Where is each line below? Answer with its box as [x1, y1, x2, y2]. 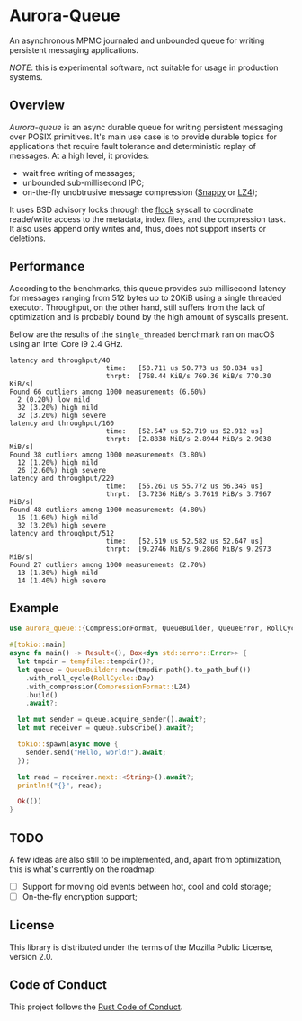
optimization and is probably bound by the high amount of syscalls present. [9, 311, 289, 322]
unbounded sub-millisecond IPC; [22, 177, 145, 188]
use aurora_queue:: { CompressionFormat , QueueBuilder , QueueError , [9, 624, 263, 634]
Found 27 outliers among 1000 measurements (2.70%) [9, 560, 207, 569]
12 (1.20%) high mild [17, 457, 99, 467]
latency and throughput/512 [9, 528, 115, 537]
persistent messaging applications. [9, 44, 139, 55]
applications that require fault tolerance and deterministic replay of [9, 140, 256, 151]
